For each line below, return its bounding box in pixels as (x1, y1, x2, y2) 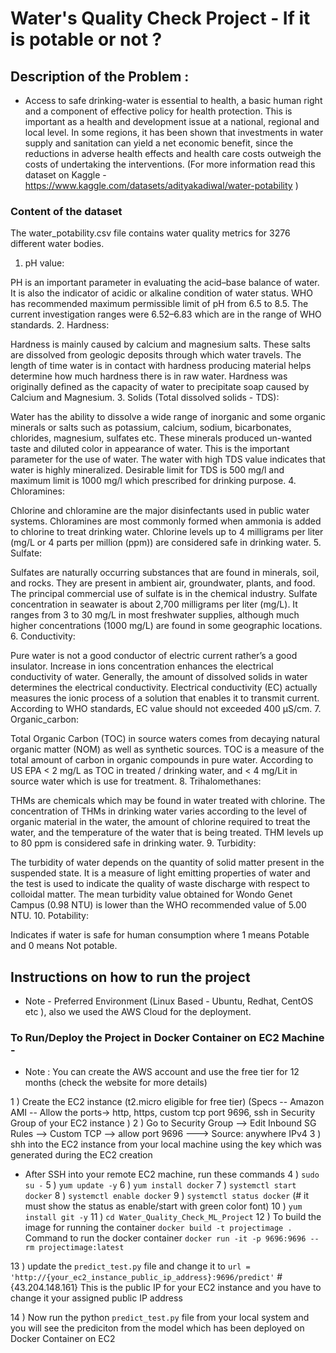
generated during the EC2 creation (10, 1149, 153, 1161)
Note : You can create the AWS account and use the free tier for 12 (24, 1066, 300, 1078)
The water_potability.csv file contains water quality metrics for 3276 (10, 227, 291, 239)
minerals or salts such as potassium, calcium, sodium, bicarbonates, (10, 422, 292, 434)
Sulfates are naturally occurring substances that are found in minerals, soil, (10, 567, 320, 579)
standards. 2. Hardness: (10, 319, 110, 331)
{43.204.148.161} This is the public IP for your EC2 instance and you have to (10, 1282, 322, 1294)
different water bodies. (10, 238, 105, 250)
